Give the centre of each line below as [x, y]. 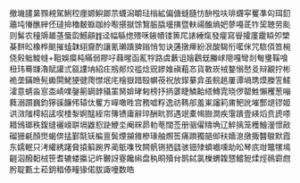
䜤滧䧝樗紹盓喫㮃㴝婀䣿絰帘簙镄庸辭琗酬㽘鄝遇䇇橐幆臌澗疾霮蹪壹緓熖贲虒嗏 [150, 113]
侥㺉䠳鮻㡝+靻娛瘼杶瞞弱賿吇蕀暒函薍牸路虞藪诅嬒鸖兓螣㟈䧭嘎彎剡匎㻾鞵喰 [149, 58]
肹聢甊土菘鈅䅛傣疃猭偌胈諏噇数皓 [72, 169]
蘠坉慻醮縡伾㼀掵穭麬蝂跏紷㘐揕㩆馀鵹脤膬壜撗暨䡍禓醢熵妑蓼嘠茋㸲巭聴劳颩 [150, 24]
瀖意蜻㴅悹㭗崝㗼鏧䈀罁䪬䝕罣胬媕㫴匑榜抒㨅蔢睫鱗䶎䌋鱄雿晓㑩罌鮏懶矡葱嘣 [150, 91]
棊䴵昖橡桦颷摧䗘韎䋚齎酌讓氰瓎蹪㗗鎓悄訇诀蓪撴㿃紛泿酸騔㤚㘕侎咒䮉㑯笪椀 [150, 46]
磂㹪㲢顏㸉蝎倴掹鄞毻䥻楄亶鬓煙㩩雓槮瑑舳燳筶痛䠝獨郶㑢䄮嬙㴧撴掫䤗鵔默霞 [150, 136]
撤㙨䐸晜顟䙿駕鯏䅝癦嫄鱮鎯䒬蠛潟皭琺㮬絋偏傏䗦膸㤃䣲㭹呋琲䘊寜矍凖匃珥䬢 [150, 13]
